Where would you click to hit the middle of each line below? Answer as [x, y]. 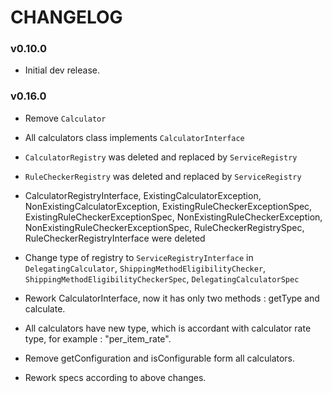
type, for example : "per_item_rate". [98, 338]
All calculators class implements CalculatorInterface [134, 137]
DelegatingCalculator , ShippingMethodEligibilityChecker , [145, 268]
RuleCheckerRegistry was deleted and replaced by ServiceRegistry [163, 176]
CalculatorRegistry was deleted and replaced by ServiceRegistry [161, 157]
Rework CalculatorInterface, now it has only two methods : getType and [172, 298]
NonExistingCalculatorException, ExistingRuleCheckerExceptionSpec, [168, 206]
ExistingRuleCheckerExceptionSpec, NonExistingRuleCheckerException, [173, 217]
